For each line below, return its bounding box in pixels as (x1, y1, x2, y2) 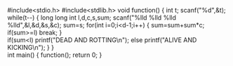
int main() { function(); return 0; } (7, 51, 102, 59)
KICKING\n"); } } (7, 44, 55, 51)
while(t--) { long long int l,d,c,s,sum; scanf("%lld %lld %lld (7, 13, 177, 22)
